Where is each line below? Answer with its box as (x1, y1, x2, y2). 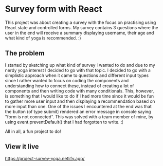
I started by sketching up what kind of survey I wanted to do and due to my (5, 62, 156, 68)
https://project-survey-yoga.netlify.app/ (5, 155, 85, 161)
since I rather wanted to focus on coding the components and (5, 77, 129, 83)
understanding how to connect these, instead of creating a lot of (5, 83, 134, 89)
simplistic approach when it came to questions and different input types (5, 72, 149, 78)
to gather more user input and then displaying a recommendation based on (5, 98, 155, 104)
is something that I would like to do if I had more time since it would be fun (5, 93, 154, 99)
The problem (5, 49, 45, 57)
